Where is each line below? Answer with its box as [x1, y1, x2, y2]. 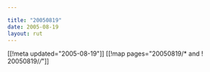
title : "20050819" [7, 16, 62, 24]
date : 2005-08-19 [7, 23, 59, 31]
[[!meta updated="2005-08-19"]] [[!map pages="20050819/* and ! [7, 49, 204, 58]
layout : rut [7, 30, 43, 37]
